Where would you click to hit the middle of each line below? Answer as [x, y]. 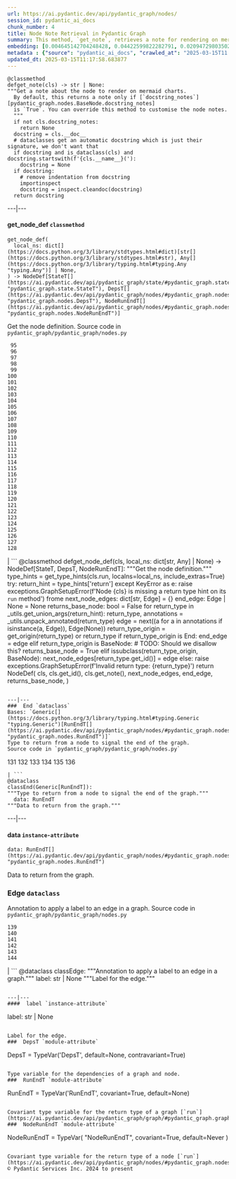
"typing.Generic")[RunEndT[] [50, 724]
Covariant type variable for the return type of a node [91, 1157]
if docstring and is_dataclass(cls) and [73, 152]
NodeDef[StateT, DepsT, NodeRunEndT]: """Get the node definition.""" [110, 568]
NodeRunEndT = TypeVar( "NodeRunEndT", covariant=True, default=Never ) [118, 1138]
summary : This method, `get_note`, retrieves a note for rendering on [113, 40]
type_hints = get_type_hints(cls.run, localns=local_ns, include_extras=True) [116, 576]
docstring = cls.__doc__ [50, 134]
